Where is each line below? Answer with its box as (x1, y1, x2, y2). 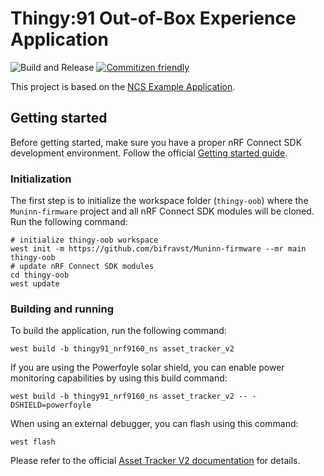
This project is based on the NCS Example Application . (10, 80, 236, 92)
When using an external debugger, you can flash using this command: (10, 418, 299, 430)
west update (10, 279, 60, 289)
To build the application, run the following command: (10, 325, 227, 337)
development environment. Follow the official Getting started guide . (10, 147, 288, 159)
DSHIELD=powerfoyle (10, 400, 92, 411)
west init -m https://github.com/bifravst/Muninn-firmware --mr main (10, 244, 307, 254)
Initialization (10, 172, 72, 186)
